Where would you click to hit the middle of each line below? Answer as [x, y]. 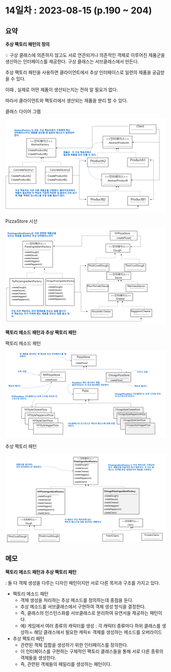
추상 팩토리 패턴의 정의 [28, 44]
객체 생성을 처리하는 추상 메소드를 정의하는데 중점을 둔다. [77, 600]
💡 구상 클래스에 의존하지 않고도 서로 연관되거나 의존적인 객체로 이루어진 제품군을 [85, 55]
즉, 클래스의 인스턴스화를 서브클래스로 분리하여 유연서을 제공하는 [84, 613]
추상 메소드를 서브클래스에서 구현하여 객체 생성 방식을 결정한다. [83, 606]
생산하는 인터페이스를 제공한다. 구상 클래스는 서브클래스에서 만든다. [72, 61]
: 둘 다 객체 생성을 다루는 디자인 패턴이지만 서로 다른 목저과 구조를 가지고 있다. [83, 583]
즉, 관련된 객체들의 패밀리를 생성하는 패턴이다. [66, 664]
